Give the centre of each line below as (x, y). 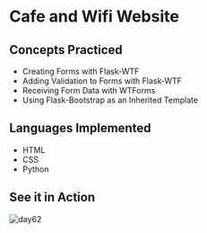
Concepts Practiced (66, 50)
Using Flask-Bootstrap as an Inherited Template (110, 100)
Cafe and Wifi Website (94, 17)
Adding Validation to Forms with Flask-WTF (102, 81)
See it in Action (52, 197)
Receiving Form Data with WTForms (89, 90)
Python (35, 169)
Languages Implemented (80, 128)
